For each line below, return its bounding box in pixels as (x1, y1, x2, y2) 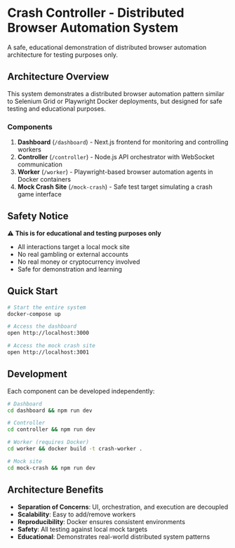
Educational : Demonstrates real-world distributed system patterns (17, 532, 210, 541)
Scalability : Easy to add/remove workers (17, 510, 136, 519)
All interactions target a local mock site (17, 242, 130, 250)
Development (7, 368, 68, 380)
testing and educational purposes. (7, 104, 107, 113)
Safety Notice (7, 210, 69, 222)
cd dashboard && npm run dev (7, 407, 93, 414)
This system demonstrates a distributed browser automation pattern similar (7, 89, 224, 98)
